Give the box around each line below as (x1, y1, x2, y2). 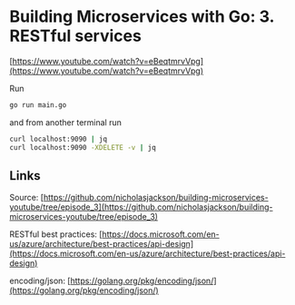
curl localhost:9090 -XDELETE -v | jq (9, 143, 156, 152)
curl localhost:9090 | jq (9, 134, 107, 143)
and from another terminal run (9, 116, 123, 128)
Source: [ (9, 192, 44, 203)
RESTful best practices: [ (9, 229, 103, 240)
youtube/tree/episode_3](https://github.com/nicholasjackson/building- (9, 202, 273, 212)
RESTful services (9, 25, 143, 46)
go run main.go (9, 100, 67, 110)
